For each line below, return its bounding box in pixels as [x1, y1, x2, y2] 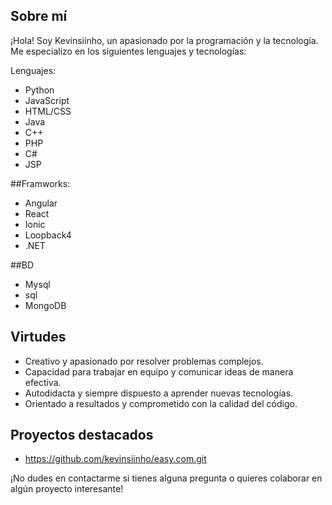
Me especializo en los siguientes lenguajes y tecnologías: [10, 45, 247, 57]
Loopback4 [24, 229, 72, 241]
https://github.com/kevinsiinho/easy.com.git [24, 453, 207, 465]
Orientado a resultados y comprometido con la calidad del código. [24, 397, 298, 409]
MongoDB [24, 299, 67, 311]
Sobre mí [10, 8, 68, 25]
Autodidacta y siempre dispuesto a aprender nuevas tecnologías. [24, 387, 294, 399]
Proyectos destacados [10, 427, 154, 444]
